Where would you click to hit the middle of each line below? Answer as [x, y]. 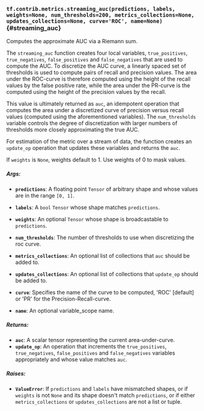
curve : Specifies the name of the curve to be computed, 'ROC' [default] [104, 293]
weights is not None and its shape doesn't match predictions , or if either [105, 395]
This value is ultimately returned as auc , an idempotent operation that [93, 104]
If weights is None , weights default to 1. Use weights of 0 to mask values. [97, 160]
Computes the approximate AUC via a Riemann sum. [72, 41]
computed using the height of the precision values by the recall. [86, 92]
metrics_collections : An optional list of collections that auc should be [102, 256]
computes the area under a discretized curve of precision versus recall [95, 110]
